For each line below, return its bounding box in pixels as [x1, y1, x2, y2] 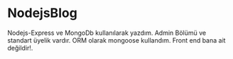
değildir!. [7, 43, 33, 52]
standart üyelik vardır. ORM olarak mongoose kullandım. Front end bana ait [7, 36, 226, 44]
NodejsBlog [7, 5, 78, 21]
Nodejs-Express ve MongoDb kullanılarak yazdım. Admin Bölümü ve [7, 28, 207, 37]
